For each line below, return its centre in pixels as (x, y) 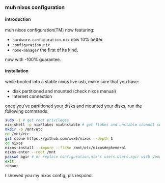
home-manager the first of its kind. (45, 50)
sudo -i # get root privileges (37, 120)
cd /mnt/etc (17, 134)
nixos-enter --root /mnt (30, 152)
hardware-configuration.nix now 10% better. (58, 40)
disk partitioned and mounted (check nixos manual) (64, 91)
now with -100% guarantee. (33, 60)
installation (17, 71)
